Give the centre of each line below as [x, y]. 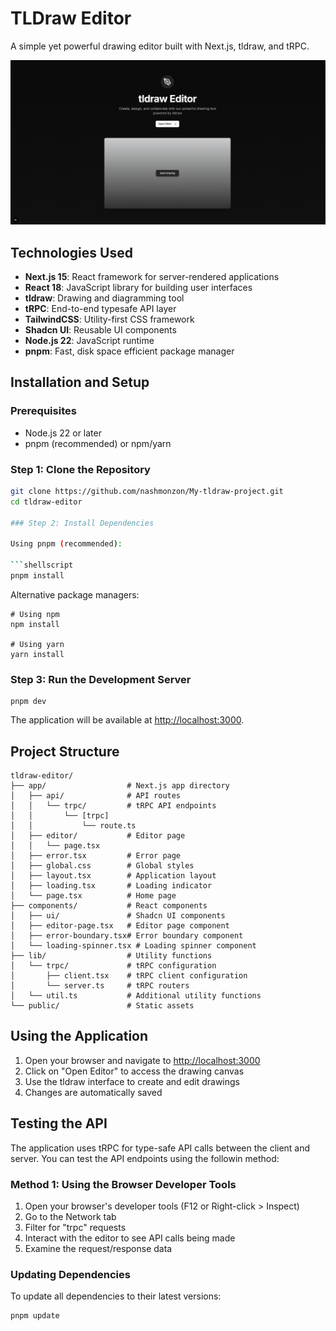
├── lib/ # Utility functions [111, 956]
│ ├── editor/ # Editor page [98, 836]
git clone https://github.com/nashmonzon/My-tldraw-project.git [147, 492]
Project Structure [65, 751]
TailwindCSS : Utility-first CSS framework [109, 319]
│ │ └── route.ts [73, 826]
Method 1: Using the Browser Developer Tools [123, 1184]
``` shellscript [42, 565]
